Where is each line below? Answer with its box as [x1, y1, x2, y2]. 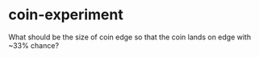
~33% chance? [8, 40, 59, 50]
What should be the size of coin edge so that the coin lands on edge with [8, 32, 252, 42]
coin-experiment [8, 6, 123, 24]
